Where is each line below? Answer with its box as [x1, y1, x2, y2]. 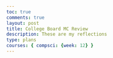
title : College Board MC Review [6, 25, 88, 32]
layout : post [6, 20, 39, 26]
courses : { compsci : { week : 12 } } [6, 43, 94, 49]
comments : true [6, 14, 45, 21]
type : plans [6, 37, 36, 43]
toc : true [6, 8, 32, 15]
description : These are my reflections [6, 31, 108, 37]
